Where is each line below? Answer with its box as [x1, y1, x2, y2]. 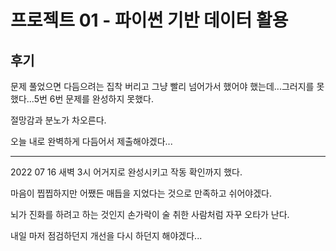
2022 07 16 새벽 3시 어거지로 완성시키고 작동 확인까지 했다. [10, 166, 243, 178]
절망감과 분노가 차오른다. [10, 114, 107, 126]
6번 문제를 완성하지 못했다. [49, 93, 154, 105]
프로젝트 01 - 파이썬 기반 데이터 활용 [10, 9, 289, 32]
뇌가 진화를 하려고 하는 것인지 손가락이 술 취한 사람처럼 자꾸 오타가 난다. [10, 209, 290, 220]
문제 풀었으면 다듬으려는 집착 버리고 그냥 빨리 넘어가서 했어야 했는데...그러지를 [10, 81, 315, 92]
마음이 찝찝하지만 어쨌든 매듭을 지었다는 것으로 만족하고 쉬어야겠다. [10, 187, 272, 199]
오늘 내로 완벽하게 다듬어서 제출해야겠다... [10, 136, 173, 147]
